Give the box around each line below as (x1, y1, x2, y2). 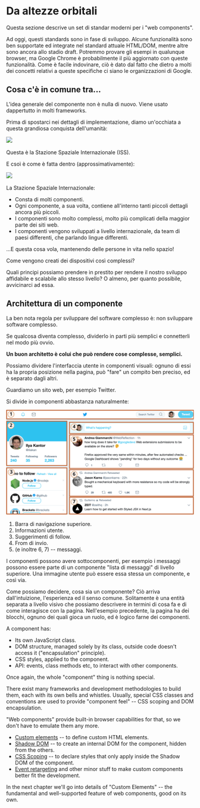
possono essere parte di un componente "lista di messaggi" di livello (6, 564, 174, 571)
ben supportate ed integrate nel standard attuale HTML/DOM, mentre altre (6, 42, 189, 49)
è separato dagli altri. (6, 375, 58, 382)
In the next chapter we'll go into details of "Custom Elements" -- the (6, 783, 173, 791)
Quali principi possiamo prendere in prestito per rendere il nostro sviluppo (6, 268, 187, 276)
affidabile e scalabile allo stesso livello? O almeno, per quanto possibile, (6, 275, 182, 282)
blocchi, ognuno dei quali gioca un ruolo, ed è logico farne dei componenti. (6, 614, 190, 621)
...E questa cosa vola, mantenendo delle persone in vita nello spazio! (6, 245, 174, 252)
